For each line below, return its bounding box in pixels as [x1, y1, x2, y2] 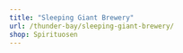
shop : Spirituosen [9, 30, 78, 39]
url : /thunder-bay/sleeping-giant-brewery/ [9, 22, 175, 31]
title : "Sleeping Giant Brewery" [9, 13, 135, 22]
